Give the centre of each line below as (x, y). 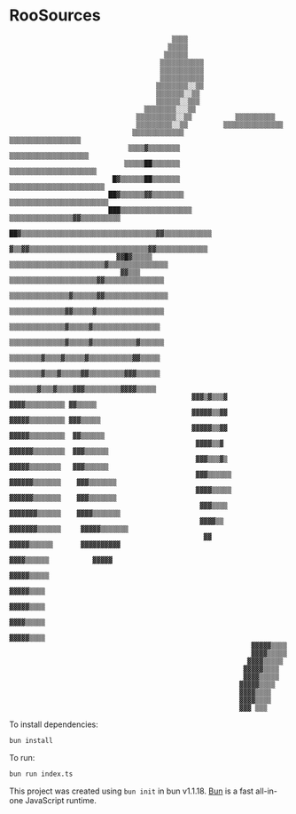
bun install (31, 740)
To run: (22, 757)
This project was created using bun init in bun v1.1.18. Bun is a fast (132, 791)
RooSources (55, 16)
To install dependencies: (54, 724)
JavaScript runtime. (61, 800)
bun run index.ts (41, 774)
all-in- (266, 791)
